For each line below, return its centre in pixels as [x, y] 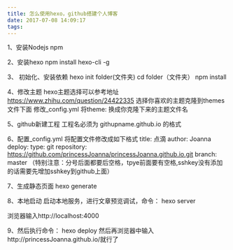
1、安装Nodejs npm [35, 47]
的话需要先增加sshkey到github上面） [60, 171]
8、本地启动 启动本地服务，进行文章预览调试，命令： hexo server [101, 201]
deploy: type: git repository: [47, 147]
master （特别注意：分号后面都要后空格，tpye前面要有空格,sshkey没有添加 [115, 163]
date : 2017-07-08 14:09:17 [47, 20]
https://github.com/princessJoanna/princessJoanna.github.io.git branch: [112, 154]
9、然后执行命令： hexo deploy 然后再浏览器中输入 [81, 230]
